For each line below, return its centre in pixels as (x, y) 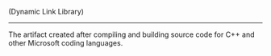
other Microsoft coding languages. (66, 43)
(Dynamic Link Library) (46, 12)
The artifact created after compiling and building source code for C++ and (132, 34)
